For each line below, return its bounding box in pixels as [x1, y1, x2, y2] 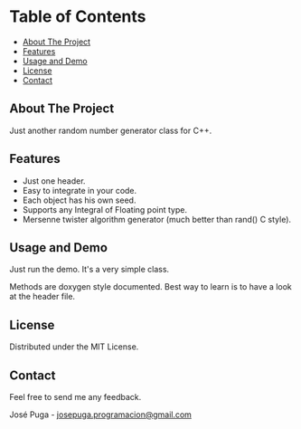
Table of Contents [9, 6, 146, 27]
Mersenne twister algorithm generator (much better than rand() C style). [22, 214, 292, 224]
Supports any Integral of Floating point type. [22, 204, 188, 214]
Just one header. [22, 175, 86, 186]
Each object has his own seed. [22, 195, 136, 205]
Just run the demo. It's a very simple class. [9, 264, 170, 275]
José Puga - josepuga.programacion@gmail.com [9, 409, 193, 420]
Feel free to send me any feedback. [9, 392, 142, 402]
